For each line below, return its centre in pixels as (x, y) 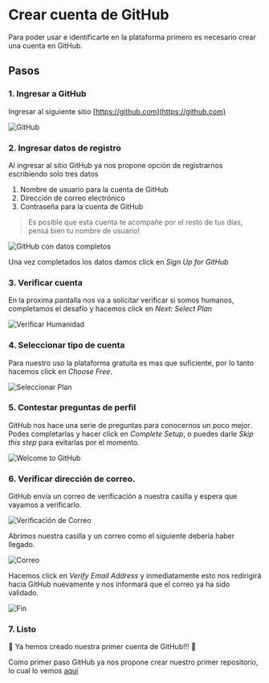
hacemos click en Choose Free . (60, 371)
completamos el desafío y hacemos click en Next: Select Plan (110, 309)
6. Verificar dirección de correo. (72, 479)
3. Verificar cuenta (45, 282)
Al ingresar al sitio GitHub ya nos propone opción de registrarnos (116, 165)
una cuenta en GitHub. (45, 45)
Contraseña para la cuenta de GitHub (82, 206)
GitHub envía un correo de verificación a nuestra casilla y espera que (123, 496)
